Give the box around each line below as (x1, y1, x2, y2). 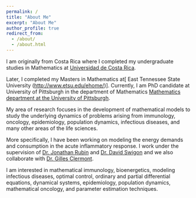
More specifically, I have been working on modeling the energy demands (6, 136, 184, 143)
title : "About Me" (6, 14, 51, 20)
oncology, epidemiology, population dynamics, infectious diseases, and (6, 118, 180, 125)
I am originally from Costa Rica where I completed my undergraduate (6, 57, 174, 65)
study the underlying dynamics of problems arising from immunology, (6, 112, 176, 119)
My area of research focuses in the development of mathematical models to (6, 106, 191, 113)
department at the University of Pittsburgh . (6, 94, 110, 101)
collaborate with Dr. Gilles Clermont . (6, 155, 94, 162)
